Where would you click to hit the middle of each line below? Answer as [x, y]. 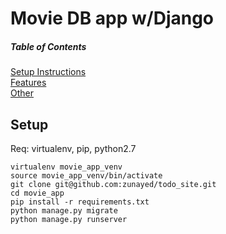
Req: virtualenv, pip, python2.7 [73, 148]
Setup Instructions [48, 72]
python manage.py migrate [64, 210]
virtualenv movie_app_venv [66, 167]
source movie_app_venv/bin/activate [86, 175]
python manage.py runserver [69, 219]
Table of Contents [48, 46]
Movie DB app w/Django [112, 18]
